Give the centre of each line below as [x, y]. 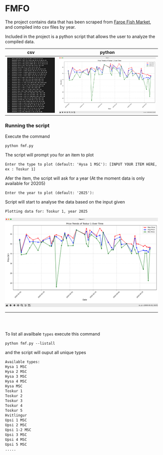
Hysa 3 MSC [16, 376]
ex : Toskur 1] [20, 169]
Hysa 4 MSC [16, 381]
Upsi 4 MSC [16, 439]
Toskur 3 [14, 401]
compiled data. [20, 41]
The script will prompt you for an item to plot [49, 155]
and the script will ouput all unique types [46, 352]
